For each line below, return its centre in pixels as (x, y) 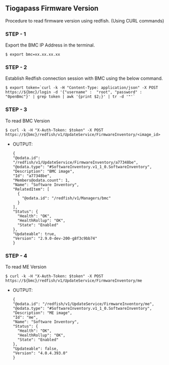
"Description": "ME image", (42, 313)
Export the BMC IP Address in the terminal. (50, 45)
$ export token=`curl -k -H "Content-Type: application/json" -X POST (82, 88)
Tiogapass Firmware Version (52, 8)
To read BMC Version (27, 121)
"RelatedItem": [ (31, 189)
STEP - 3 (16, 109)
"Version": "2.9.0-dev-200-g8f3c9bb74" (55, 238)
